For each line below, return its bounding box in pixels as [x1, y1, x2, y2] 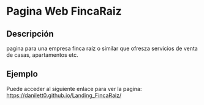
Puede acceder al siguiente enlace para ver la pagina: [6, 85, 142, 92]
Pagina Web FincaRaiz [6, 4, 122, 18]
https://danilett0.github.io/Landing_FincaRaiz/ [6, 92, 122, 99]
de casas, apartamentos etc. [6, 51, 78, 59]
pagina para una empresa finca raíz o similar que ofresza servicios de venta [6, 45, 198, 52]
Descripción [6, 29, 54, 39]
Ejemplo [6, 69, 38, 79]
